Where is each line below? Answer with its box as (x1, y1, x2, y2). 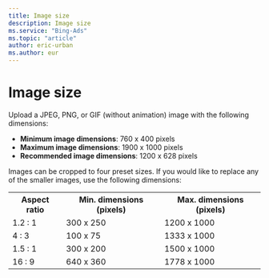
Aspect (21, 194, 50, 205)
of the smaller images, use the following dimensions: (8, 175, 182, 184)
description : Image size (8, 19, 91, 27)
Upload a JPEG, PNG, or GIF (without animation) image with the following (8, 110, 250, 119)
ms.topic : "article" (8, 34, 78, 42)
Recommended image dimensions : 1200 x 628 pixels (19, 151, 198, 160)
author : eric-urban (8, 42, 74, 50)
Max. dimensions (177, 194, 244, 205)
